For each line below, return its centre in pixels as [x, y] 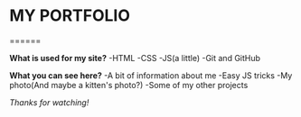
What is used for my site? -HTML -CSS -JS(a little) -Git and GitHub [135, 58]
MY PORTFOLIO [70, 16]
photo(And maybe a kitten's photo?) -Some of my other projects [129, 85]
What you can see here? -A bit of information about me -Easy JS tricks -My [151, 75]
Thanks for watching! [49, 102]
